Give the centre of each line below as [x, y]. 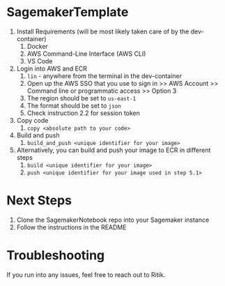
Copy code [32, 120]
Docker [37, 46]
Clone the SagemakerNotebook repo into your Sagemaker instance [113, 220]
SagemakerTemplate [68, 12]
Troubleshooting [56, 256]
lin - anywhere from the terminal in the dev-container [104, 76]
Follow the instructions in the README [71, 227]
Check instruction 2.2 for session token [84, 113]
